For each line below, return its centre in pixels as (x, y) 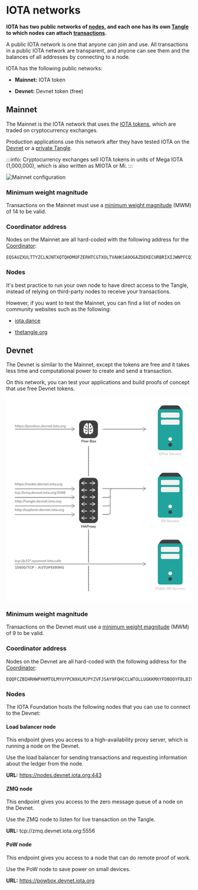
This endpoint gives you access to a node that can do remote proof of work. (98, 858)
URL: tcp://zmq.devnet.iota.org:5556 (51, 831)
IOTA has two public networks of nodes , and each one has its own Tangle (98, 27)
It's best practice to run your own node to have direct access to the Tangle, (97, 285)
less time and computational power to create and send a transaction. (89, 371)
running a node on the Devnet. (43, 746)
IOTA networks (43, 10)
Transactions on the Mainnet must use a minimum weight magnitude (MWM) (99, 205)
